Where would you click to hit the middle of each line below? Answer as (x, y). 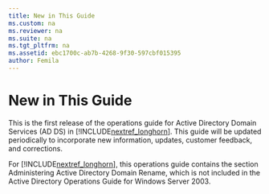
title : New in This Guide (51, 16)
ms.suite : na (30, 38)
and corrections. (35, 148)
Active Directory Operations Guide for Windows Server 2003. (110, 181)
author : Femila (34, 61)
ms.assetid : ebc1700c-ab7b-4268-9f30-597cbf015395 (95, 53)
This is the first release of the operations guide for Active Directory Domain (132, 122)
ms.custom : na (32, 23)
